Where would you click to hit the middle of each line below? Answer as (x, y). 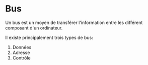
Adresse (21, 52)
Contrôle (22, 57)
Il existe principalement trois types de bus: (49, 37)
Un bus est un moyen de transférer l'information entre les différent (74, 22)
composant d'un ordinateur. (34, 27)
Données (22, 47)
